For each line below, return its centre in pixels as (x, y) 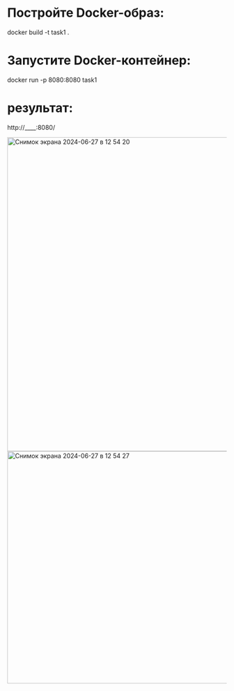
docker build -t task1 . (38, 32)
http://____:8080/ (31, 127)
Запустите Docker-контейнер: (99, 60)
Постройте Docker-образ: (86, 13)
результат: (40, 108)
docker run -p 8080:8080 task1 (52, 80)
